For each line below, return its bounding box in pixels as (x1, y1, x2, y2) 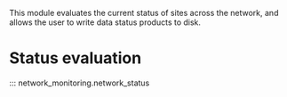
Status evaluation (9, 48, 142, 69)
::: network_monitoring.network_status (9, 77, 150, 88)
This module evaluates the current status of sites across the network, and (9, 8, 279, 18)
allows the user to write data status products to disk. (9, 17, 202, 28)
